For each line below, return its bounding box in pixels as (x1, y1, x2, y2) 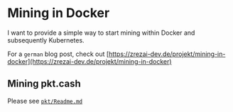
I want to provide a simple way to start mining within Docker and (7, 28, 195, 37)
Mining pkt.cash (7, 78, 82, 90)
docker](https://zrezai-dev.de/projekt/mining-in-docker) (7, 57, 172, 65)
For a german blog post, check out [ (7, 50, 109, 58)
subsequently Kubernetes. (7, 35, 85, 44)
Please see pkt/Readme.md (7, 96, 83, 105)
